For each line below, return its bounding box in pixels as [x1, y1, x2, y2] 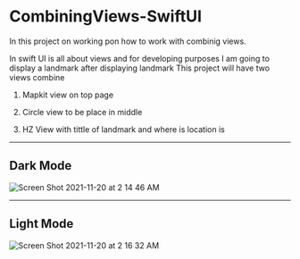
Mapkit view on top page [21, 89, 114, 100]
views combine [9, 71, 65, 82]
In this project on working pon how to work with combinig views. [9, 36, 247, 46]
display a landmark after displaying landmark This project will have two [9, 63, 271, 73]
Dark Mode [9, 158, 72, 173]
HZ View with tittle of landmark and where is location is [21, 123, 225, 135]
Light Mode [9, 216, 74, 231]
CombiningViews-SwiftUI [9, 6, 203, 27]
